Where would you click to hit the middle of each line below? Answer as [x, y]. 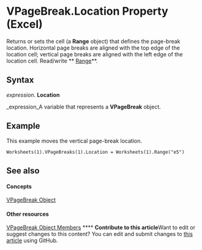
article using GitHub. [32, 241]
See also [23, 171]
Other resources [28, 214]
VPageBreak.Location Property [87, 11]
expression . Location [33, 95]
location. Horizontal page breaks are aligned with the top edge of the [93, 48]
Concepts [19, 186]
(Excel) [24, 24]
